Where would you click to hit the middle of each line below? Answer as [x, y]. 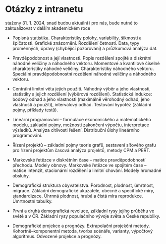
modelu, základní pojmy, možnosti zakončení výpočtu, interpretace [81, 125]
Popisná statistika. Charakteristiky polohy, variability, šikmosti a [77, 38]
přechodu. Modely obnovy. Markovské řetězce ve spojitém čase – [80, 165]
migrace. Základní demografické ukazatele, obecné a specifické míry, [83, 190]
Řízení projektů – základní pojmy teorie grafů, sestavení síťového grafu [84, 145]
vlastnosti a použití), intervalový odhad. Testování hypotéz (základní [82, 104]
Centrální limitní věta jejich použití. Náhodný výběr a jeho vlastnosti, [82, 88]
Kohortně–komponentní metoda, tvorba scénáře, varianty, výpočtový [83, 231]
